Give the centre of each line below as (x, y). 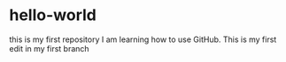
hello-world (53, 15)
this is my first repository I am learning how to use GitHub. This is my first (143, 39)
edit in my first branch (50, 48)
